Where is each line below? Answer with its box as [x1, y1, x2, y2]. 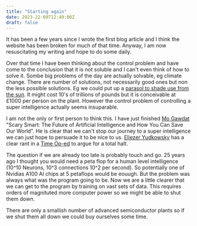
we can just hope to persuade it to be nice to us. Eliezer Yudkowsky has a [6, 134, 184, 141]
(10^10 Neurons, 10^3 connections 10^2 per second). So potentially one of [6, 164, 185, 171]
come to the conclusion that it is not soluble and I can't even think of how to [6, 66, 190, 73]
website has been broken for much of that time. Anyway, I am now [6, 42, 166, 49]
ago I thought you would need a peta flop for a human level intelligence [6, 158, 178, 165]
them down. [6, 195, 35, 202]
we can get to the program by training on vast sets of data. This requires [6, 183, 182, 190]
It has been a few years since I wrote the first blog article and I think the [6, 36, 180, 43]
